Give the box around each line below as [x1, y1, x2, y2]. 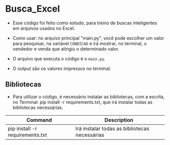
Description [104, 116, 134, 123]
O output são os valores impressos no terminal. [12, 65, 111, 71]
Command [26, 116, 52, 123]
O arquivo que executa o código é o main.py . [12, 55, 106, 61]
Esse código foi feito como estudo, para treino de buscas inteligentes [12, 20, 158, 26]
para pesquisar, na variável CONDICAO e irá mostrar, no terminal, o [12, 40, 147, 46]
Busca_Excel [5, 3, 60, 15]
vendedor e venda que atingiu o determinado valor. [12, 46, 120, 52]
